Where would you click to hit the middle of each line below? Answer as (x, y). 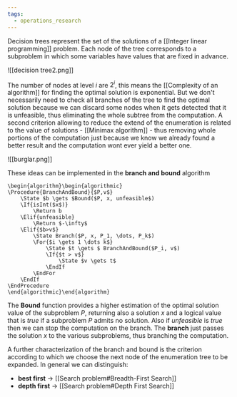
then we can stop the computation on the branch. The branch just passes (116, 328)
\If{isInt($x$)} (45, 205)
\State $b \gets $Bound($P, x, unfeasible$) (87, 199)
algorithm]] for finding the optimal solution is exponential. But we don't (111, 93)
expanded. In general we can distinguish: (68, 365)
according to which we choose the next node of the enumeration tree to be (118, 357)
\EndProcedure (29, 286)
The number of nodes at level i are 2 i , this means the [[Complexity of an (113, 84)
